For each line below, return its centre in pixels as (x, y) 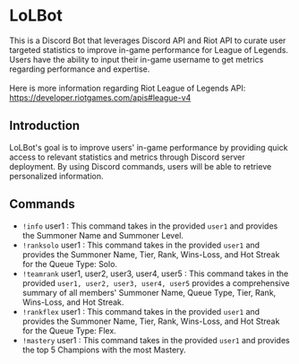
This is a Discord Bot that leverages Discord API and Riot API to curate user (148, 40)
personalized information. (57, 176)
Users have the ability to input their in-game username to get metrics (137, 59)
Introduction (45, 126)
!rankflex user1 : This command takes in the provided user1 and (141, 311)
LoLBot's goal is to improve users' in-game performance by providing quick (149, 147)
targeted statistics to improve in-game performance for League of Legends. (149, 49)
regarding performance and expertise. (80, 69)
